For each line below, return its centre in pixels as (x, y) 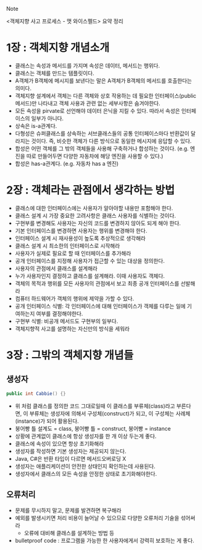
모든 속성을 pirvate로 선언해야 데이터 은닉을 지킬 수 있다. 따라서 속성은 (97, 110)
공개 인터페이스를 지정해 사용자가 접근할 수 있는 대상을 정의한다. (90, 261)
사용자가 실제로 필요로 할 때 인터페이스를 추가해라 (73, 253)
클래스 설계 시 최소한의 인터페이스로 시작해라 (68, 245)
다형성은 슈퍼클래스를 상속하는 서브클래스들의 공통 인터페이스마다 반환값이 (102, 133)
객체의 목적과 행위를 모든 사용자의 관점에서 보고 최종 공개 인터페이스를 (97, 283)
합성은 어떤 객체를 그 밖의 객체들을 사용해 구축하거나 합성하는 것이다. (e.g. (102, 148)
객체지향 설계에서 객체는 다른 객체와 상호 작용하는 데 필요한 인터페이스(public (106, 95)
